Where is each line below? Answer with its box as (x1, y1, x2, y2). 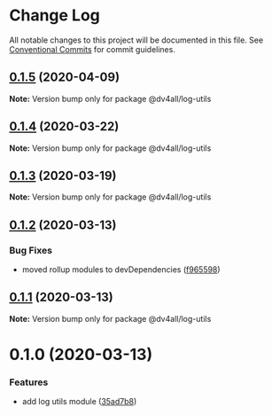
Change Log (9, 5, 100, 26)
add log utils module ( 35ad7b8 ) (21, 396, 137, 407)
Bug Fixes (9, 244, 53, 256)
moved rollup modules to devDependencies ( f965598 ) (21, 264, 221, 275)
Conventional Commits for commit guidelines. (9, 43, 175, 54)
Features (9, 376, 49, 388)
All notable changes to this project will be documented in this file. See (9, 35, 264, 45)
